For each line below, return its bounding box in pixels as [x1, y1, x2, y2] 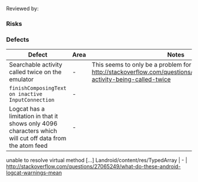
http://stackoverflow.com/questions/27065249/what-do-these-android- [6, 163, 181, 170]
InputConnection [9, 97, 55, 104]
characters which [9, 127, 57, 135]
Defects [6, 35, 29, 44]
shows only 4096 [9, 120, 58, 128]
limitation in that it [9, 112, 58, 120]
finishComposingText [9, 85, 67, 92]
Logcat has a [9, 105, 45, 113]
